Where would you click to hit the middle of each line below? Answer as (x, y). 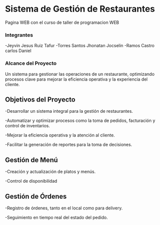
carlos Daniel (18, 51)
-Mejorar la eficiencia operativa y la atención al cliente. (60, 135)
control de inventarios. (27, 126)
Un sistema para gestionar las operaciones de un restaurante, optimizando (80, 74)
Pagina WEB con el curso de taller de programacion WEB (62, 22)
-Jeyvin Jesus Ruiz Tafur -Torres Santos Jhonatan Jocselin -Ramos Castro (80, 46)
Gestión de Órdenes (36, 196)
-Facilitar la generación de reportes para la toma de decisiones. (69, 145)
